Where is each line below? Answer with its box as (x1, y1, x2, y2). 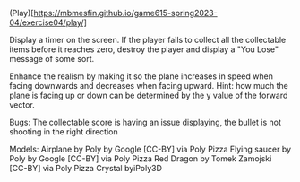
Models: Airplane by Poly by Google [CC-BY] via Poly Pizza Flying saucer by (9, 143, 292, 154)
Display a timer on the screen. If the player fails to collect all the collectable (9, 35, 287, 45)
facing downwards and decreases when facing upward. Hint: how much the (9, 81, 288, 91)
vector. (9, 100, 36, 110)
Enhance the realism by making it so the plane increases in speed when (9, 71, 273, 82)
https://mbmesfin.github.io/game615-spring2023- (33, 8, 218, 18)
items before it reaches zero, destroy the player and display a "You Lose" (9, 44, 279, 55)
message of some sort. (9, 54, 95, 64)
